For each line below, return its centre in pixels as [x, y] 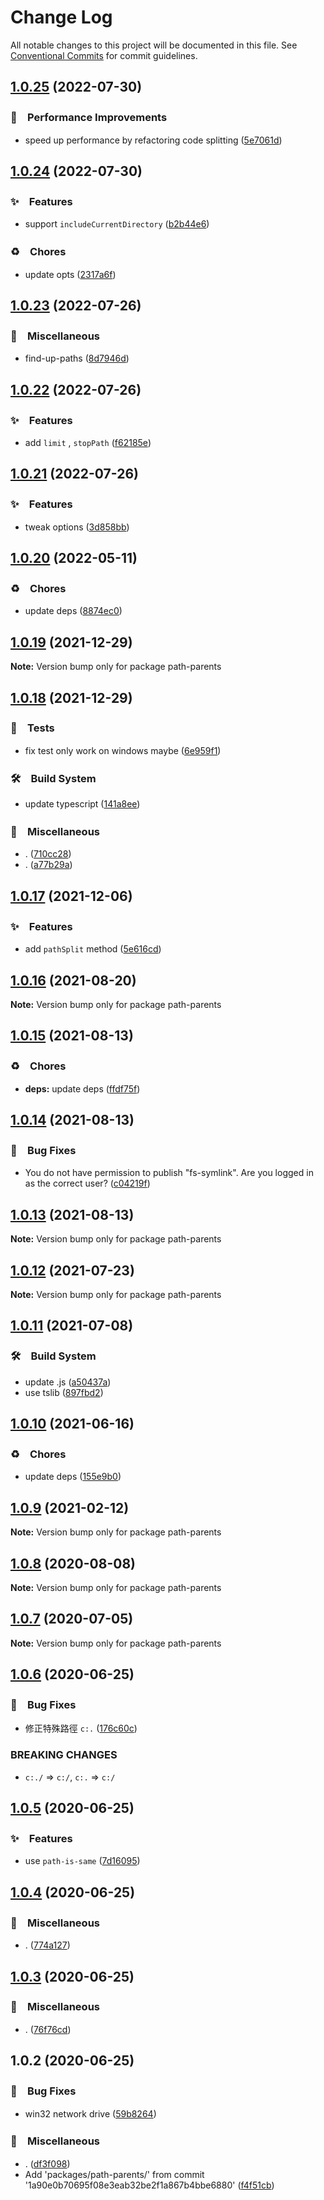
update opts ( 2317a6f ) [70, 274]
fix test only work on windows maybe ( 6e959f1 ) [123, 750]
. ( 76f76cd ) [48, 2029]
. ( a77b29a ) [48, 865]
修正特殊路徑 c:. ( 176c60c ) [81, 1728]
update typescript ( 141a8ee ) [82, 804]
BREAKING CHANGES [64, 1755]
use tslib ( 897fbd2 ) [64, 1392]
